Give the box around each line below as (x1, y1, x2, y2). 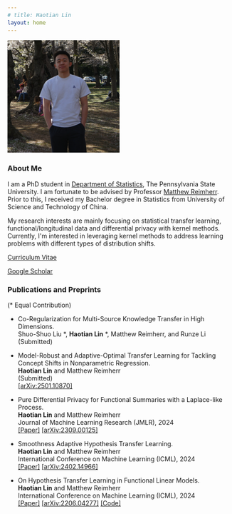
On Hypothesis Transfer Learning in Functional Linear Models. (17, 476, 200, 485)
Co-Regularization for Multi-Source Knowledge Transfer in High (17, 315, 205, 323)
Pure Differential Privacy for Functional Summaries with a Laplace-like (17, 395, 223, 404)
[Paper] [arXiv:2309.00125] (17, 425, 98, 435)
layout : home (7, 19, 46, 26)
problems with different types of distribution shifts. (7, 239, 156, 248)
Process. (17, 403, 44, 412)
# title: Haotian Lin (7, 11, 72, 19)
